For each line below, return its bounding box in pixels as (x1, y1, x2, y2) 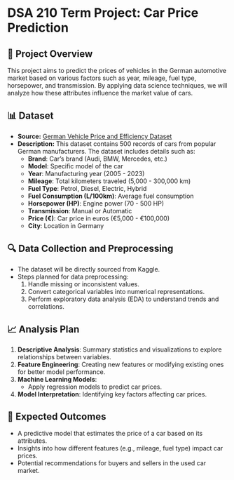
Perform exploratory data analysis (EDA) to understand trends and (27, 295, 219, 303)
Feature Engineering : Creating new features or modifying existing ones (17, 360, 224, 369)
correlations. (27, 302, 64, 310)
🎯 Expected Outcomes (7, 411, 106, 422)
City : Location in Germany (27, 221, 104, 229)
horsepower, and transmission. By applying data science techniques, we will (7, 81, 228, 89)
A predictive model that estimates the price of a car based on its (17, 429, 203, 438)
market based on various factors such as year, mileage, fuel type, (7, 74, 197, 82)
